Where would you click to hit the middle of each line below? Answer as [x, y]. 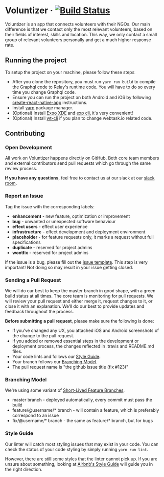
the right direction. [24, 469]
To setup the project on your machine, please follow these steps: [70, 72]
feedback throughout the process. [40, 312]
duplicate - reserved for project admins [52, 247]
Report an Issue [24, 196]
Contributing [25, 134]
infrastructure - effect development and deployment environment [79, 232]
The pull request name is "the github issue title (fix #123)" [70, 367]
